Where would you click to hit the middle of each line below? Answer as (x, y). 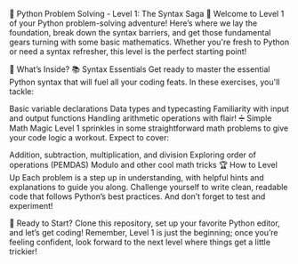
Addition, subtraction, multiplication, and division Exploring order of (133, 155)
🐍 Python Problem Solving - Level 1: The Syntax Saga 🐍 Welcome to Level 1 (147, 14)
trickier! (23, 252)
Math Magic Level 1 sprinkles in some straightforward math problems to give (149, 128)
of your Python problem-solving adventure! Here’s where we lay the (133, 23)
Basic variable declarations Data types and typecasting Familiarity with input (149, 108)
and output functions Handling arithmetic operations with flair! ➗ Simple (141, 118)
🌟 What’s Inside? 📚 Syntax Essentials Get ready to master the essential (140, 69)
